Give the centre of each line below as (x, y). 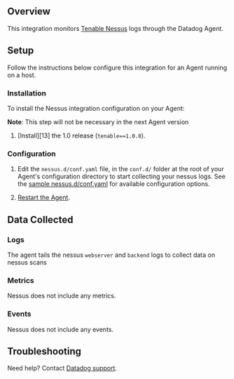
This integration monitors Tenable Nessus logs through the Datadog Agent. (116, 28)
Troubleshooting (44, 351)
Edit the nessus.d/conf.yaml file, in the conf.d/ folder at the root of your (121, 169)
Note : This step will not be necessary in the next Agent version (98, 121)
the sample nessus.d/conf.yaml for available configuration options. (113, 184)
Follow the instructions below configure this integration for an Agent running (117, 67)
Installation (27, 93)
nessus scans (27, 262)
